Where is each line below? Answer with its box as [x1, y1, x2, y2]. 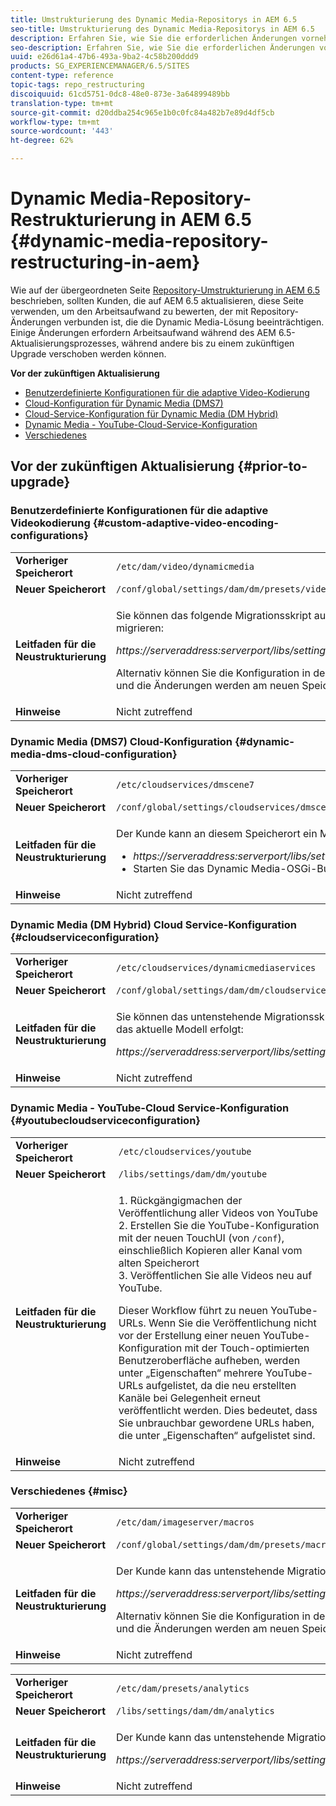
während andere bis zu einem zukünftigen [121, 337, 295, 349]
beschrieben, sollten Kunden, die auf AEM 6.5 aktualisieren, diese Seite [10, 294, 304, 306]
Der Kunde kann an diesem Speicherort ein [116, 826, 318, 840]
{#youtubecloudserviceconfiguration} [10, 1114, 202, 1128]
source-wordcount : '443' [10, 126, 114, 136]
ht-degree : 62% [10, 136, 74, 146]
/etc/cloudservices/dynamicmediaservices [116, 962, 317, 974]
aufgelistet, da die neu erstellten [145, 1378, 297, 1392]
